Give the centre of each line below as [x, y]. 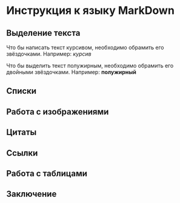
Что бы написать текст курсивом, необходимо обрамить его [85, 47]
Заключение [32, 194]
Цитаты [22, 132]
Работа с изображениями [58, 112]
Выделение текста [43, 33]
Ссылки [22, 153]
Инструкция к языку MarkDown [90, 11]
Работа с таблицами [47, 173]
